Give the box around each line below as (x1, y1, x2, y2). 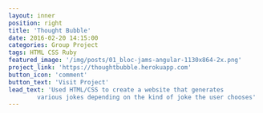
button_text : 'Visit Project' (8, 78, 110, 86)
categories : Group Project (8, 41, 99, 49)
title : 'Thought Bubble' (8, 26, 91, 34)
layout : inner (8, 11, 56, 20)
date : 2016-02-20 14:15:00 (8, 33, 99, 42)
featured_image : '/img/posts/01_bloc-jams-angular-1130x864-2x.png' (8, 56, 242, 64)
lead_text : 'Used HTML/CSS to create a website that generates (8, 85, 225, 94)
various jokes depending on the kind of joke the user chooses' (37, 93, 257, 101)
